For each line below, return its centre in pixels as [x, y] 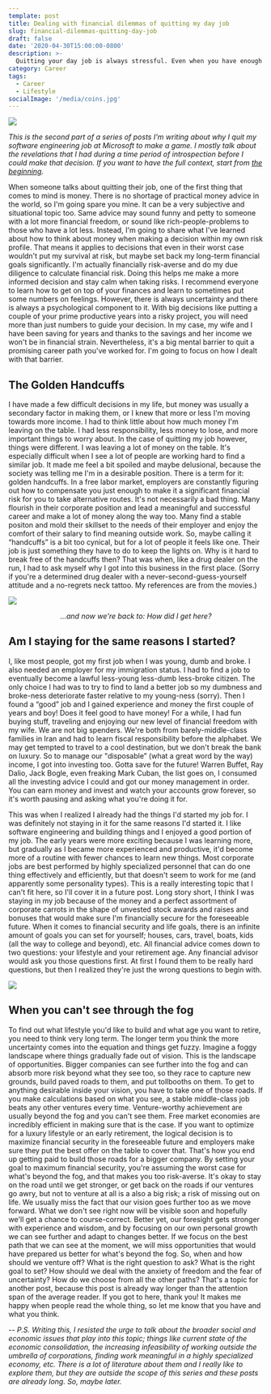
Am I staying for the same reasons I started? [122, 641]
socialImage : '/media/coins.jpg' [65, 99]
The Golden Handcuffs [67, 385]
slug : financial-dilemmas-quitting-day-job [83, 31]
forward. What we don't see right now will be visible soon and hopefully [128, 1210]
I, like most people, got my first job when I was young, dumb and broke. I [129, 661]
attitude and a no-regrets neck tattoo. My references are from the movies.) [133, 585]
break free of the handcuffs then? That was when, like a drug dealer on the [133, 559]
